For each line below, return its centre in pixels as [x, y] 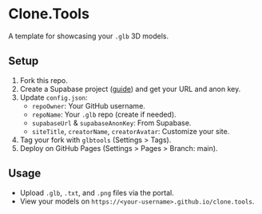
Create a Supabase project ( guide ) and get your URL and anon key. [130, 89]
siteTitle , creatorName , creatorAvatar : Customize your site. [131, 131]
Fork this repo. [44, 80]
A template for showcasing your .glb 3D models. [89, 36]
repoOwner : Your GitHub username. [88, 105]
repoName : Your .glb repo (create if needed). [104, 114]
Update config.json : [54, 97]
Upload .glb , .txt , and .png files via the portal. [97, 192]
